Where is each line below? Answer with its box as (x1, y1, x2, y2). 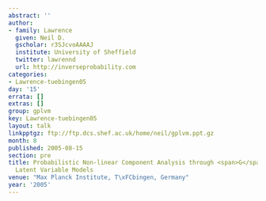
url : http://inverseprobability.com (15, 63, 136, 71)
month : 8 (8, 136, 37, 145)
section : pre (8, 151, 51, 159)
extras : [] (8, 100, 44, 108)
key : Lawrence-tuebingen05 (8, 115, 97, 123)
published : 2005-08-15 (8, 144, 83, 152)
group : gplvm (8, 108, 51, 116)
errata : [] (8, 93, 44, 100)
